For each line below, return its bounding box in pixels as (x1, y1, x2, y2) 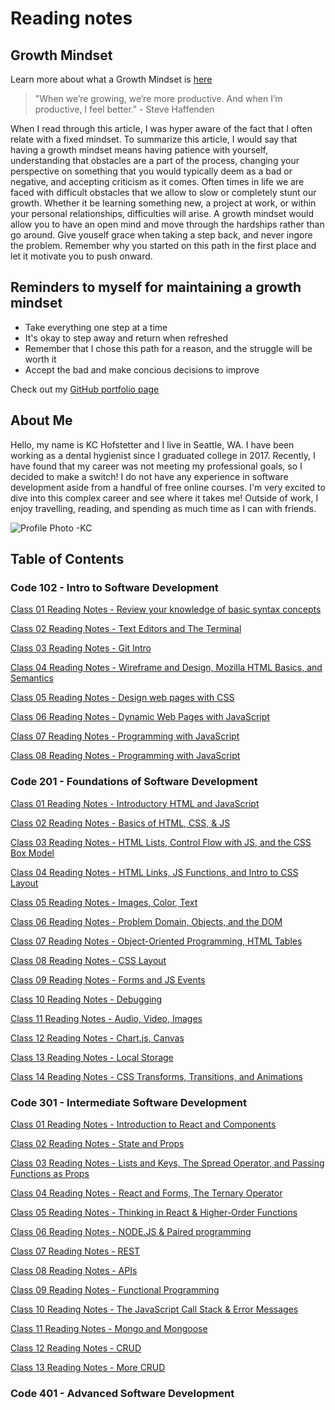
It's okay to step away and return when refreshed (24, 332, 228, 344)
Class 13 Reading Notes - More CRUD (10, 1361, 166, 1373)
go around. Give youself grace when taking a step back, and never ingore (10, 229, 313, 241)
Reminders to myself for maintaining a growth (10, 279, 302, 296)
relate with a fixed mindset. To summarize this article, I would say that (10, 133, 298, 145)
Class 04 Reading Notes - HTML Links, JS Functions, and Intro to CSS (10, 866, 299, 878)
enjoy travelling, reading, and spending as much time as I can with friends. (10, 502, 317, 514)
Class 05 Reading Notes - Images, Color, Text (10, 896, 198, 908)
